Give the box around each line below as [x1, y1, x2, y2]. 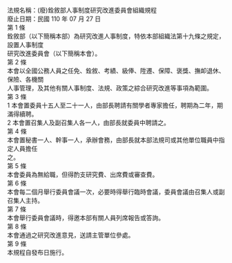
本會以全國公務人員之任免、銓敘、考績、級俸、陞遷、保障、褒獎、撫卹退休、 [7, 66, 225, 75]
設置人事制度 [7, 41, 43, 48]
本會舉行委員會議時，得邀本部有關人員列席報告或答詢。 [7, 214, 164, 221]
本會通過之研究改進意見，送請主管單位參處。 [7, 231, 135, 239]
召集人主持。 [7, 197, 43, 204]
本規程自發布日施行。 [7, 248, 68, 256]
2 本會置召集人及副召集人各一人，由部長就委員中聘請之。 [7, 118, 171, 127]
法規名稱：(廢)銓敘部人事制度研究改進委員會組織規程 [7, 6, 157, 14]
